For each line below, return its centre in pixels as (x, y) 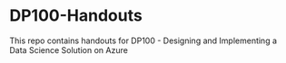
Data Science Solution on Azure (69, 49)
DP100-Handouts (76, 16)
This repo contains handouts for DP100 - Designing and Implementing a (143, 40)
